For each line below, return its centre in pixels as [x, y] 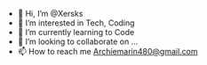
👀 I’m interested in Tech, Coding [76, 23]
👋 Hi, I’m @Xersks [50, 14]
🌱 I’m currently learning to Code [76, 32]
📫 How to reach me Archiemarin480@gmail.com [107, 51]
